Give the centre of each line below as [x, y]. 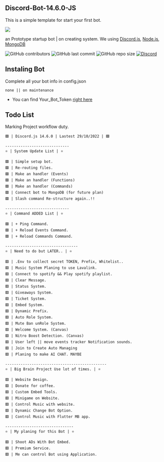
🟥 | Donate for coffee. [30, 386]
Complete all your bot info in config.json [46, 81]
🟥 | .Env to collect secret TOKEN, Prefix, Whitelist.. [65, 262]
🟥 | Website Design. [27, 380]
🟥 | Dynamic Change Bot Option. [39, 411]
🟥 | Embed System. [25, 305]
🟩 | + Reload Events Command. [37, 230]
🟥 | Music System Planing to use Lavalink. [51, 268]
